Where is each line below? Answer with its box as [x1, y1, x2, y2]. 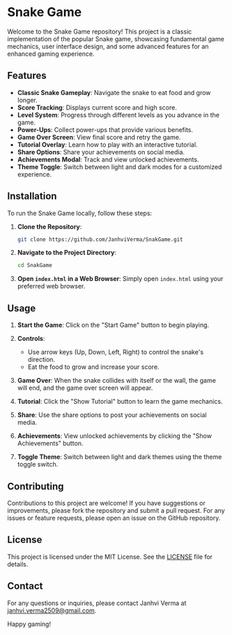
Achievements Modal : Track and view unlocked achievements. [17, 155, 199, 163]
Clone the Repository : [17, 222, 82, 231]
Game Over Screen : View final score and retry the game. [17, 133, 181, 141]
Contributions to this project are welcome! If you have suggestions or [7, 499, 206, 507]
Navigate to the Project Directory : [17, 249, 117, 257]
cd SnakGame [17, 262, 52, 269]
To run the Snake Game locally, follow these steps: [7, 209, 153, 217]
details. [7, 560, 29, 568]
